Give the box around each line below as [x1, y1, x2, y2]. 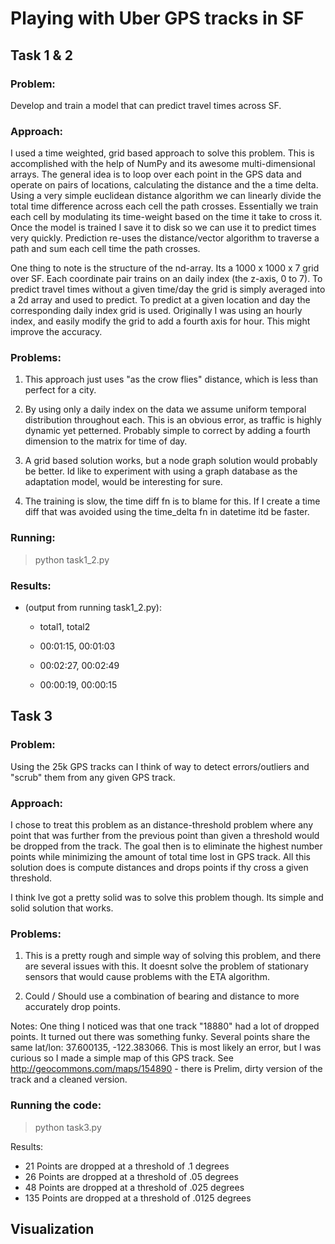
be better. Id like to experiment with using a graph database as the [24, 465, 298, 477]
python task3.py [34, 1121, 102, 1133]
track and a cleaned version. [10, 1073, 128, 1086]
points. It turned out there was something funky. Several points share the [10, 1031, 311, 1043]
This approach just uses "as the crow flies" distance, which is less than [24, 373, 319, 386]
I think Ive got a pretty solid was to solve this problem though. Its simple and [10, 892, 324, 904]
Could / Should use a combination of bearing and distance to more [24, 990, 300, 1002]
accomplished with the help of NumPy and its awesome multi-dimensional [10, 158, 316, 170]
